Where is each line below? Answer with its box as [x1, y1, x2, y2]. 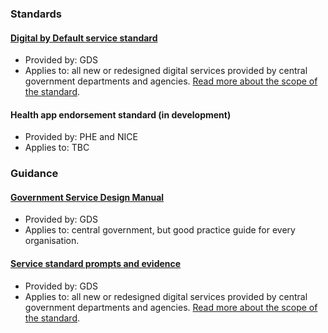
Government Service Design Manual [10, 191, 165, 203]
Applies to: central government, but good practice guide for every [24, 224, 296, 236]
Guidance [10, 167, 59, 181]
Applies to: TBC [24, 142, 90, 154]
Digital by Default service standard [10, 32, 158, 44]
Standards [10, 7, 63, 21]
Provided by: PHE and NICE [24, 131, 138, 143]
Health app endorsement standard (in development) [10, 108, 232, 121]
